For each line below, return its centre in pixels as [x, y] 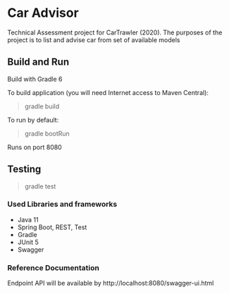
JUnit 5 [28, 242]
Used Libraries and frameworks [62, 204]
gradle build [42, 106]
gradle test [40, 186]
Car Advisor [43, 13]
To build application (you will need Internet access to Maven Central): [108, 92]
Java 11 [28, 219]
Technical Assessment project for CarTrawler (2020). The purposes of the [115, 32]
